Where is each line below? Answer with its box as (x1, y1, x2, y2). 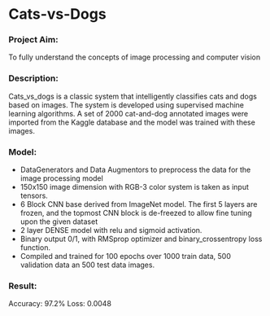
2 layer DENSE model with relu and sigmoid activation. (20, 226, 202, 235)
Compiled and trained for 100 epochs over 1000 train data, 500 (20, 252, 232, 261)
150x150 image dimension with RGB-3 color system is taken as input (20, 182, 250, 192)
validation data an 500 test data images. (20, 260, 155, 270)
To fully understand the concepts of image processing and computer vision (8, 52, 261, 62)
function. (20, 243, 51, 252)
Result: (8, 280, 37, 292)
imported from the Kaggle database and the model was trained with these (8, 117, 256, 127)
